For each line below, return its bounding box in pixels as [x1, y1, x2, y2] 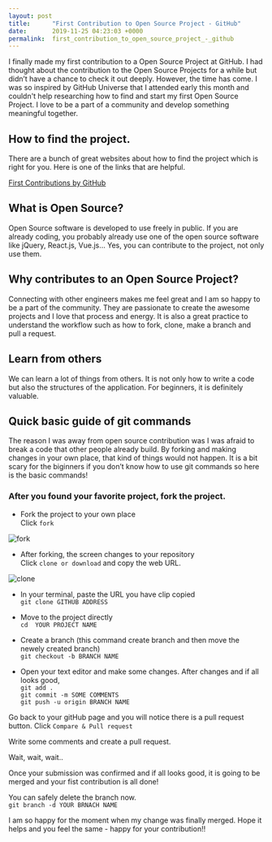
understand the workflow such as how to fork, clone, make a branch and [8, 320, 252, 330]
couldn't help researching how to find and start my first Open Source [8, 91, 239, 101]
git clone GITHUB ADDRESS [19, 598, 108, 606]
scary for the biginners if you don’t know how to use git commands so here [8, 462, 260, 472]
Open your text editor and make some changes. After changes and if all [19, 667, 260, 676]
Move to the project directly [19, 612, 114, 622]
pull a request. [8, 328, 57, 338]
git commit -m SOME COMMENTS [19, 691, 119, 699]
